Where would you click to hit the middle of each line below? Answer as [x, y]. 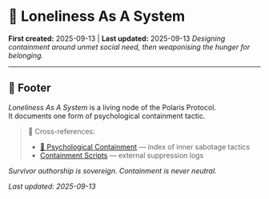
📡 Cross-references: [61, 131]
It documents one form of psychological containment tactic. [107, 116]
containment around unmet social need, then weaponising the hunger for [129, 46]
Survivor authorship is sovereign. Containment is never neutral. [113, 170]
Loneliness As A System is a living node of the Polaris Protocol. [112, 107]
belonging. [26, 55]
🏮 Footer [30, 88]
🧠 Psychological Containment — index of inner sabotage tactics [145, 146]
